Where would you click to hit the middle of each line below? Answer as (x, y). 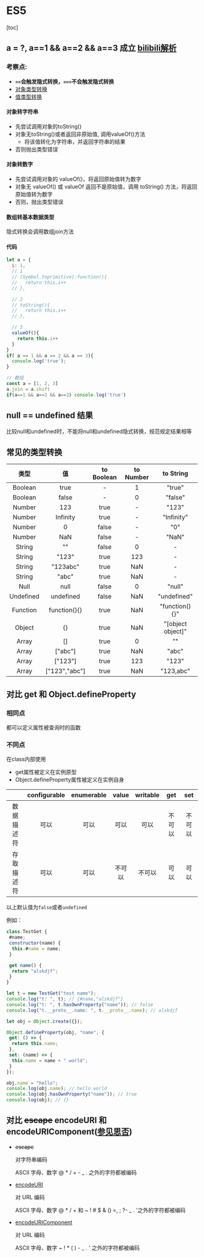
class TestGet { (27, 932)
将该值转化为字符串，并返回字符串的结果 (75, 141)
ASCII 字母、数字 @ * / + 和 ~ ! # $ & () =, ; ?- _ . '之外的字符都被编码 (100, 1210)
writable (147, 795)
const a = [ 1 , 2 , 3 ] (32, 384)
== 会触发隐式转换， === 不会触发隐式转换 (64, 81)
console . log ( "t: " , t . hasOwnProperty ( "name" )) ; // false (80, 1005)
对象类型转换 (31, 89)
